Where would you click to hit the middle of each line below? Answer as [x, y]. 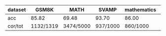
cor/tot [15, 26]
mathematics [140, 10]
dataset [17, 10]
